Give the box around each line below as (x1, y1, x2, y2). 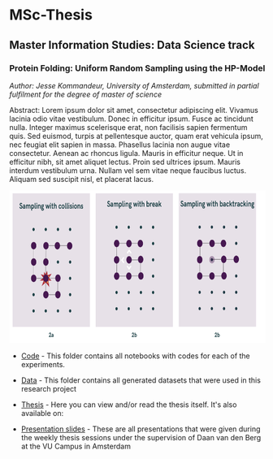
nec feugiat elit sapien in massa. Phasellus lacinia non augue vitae (9, 140, 231, 149)
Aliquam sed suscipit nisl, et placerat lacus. (9, 174, 154, 184)
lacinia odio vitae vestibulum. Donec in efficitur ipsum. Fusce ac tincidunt (9, 114, 254, 123)
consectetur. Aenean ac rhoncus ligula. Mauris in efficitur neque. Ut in (9, 148, 244, 158)
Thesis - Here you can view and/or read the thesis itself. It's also (20, 400, 237, 409)
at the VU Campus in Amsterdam (20, 441, 131, 451)
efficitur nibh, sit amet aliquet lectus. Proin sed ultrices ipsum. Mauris (9, 157, 240, 167)
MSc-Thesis (9, 6, 93, 24)
